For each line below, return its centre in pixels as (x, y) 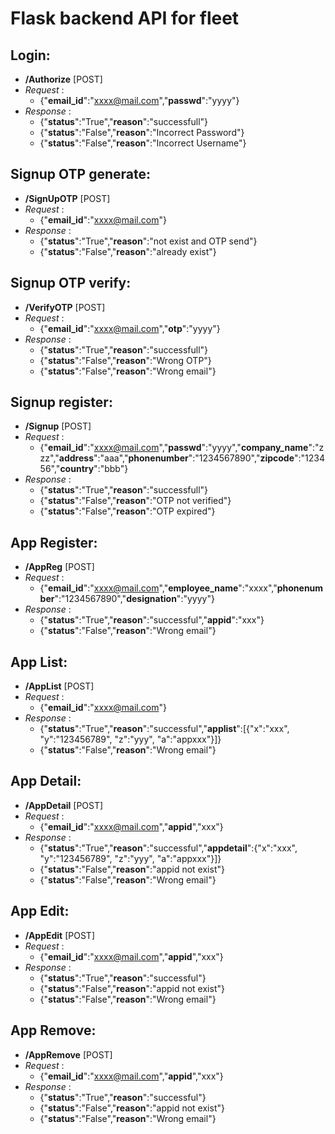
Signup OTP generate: (81, 174)
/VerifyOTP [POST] (65, 307)
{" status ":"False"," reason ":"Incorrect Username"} (143, 143)
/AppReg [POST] (59, 567)
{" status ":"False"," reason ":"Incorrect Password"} (142, 132)
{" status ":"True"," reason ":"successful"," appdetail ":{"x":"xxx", (168, 848)
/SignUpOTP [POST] (67, 198)
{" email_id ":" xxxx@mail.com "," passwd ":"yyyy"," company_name (174, 448)
